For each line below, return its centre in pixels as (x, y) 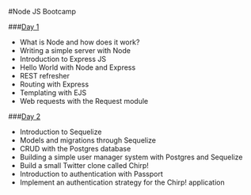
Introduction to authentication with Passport (91, 174)
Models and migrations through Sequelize (88, 140)
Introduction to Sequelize (61, 132)
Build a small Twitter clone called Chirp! (84, 165)
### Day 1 (24, 27)
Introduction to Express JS (63, 59)
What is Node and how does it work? (80, 42)
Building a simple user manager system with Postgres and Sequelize (131, 157)
